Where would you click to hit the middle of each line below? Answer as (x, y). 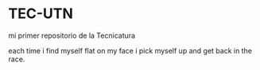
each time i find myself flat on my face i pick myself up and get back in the (130, 50)
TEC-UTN (41, 14)
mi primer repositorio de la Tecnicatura (72, 35)
